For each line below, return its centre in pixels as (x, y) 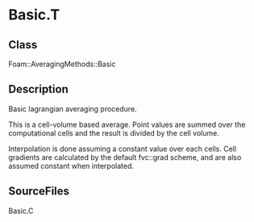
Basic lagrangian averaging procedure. (73, 109)
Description (38, 89)
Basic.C (21, 211)
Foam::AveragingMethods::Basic (62, 64)
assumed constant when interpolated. (71, 165)
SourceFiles (39, 191)
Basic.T (34, 15)
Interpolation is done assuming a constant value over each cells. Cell (122, 149)
